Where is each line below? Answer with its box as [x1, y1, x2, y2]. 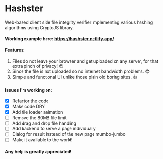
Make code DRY [12, 104, 45, 109]
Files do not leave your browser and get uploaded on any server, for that [12, 58, 158, 64]
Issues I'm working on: [5, 87, 52, 93]
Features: [5, 47, 25, 53]
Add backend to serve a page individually [12, 126, 96, 132]
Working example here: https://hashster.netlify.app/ [5, 35, 114, 42]
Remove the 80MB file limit [12, 115, 67, 121]
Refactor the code [12, 98, 49, 104]
